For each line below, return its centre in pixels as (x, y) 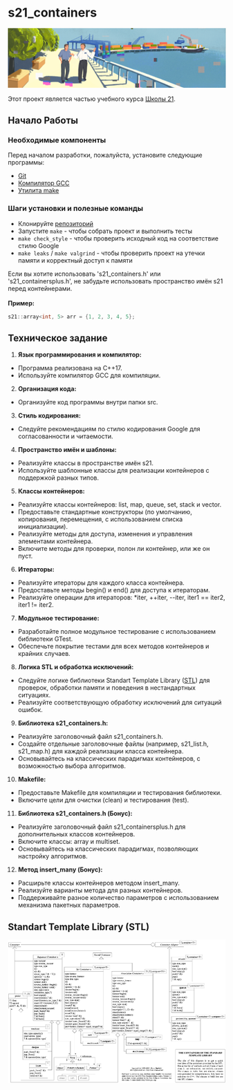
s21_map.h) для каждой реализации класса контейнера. (101, 751)
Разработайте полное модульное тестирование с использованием (117, 632)
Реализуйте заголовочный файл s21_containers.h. (90, 737)
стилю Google (38, 245)
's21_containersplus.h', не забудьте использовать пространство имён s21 (115, 281)
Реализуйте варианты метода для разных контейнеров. (100, 890)
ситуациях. (34, 695)
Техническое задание (58, 338)
